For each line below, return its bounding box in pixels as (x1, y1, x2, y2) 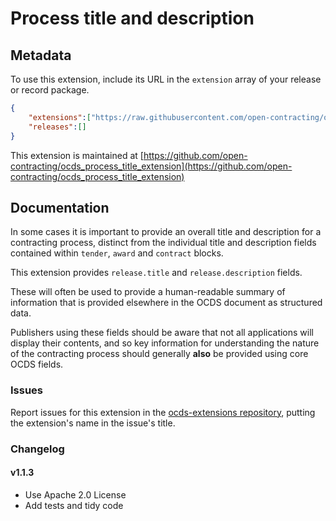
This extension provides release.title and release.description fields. (10, 267, 303, 279)
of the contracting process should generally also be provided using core (10, 348, 309, 360)
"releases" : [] (28, 122, 87, 132)
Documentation (10, 199, 110, 216)
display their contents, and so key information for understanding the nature (10, 337, 320, 349)
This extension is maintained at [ (10, 149, 144, 161)
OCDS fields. (10, 358, 64, 371)
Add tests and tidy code (24, 499, 124, 511)
